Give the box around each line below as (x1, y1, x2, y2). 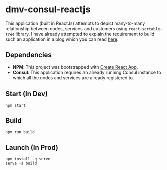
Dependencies (5, 51, 52, 59)
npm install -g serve (5, 157, 51, 162)
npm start (5, 103, 26, 108)
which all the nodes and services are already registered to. (12, 74, 134, 81)
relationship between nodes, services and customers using (5, 25, 128, 31)
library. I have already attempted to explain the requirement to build (15, 31, 155, 37)
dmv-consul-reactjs (5, 4, 91, 15)
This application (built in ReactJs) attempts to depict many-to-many (5, 20, 145, 26)
